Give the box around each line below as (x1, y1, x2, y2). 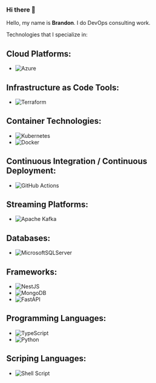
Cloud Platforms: (6, 49, 71, 59)
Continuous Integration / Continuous (6, 156, 148, 166)
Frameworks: (6, 266, 57, 277)
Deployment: (6, 166, 56, 176)
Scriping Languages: (6, 353, 86, 364)
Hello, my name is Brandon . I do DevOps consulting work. (6, 19, 151, 27)
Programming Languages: (6, 313, 106, 324)
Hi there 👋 (6, 5, 36, 14)
